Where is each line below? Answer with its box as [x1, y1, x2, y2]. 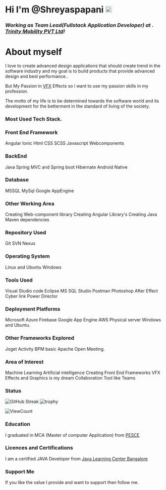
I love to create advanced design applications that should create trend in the [5, 63, 161, 69]
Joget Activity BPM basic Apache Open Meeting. [5, 346, 105, 352]
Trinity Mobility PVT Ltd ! [5, 28, 65, 35]
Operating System [5, 253, 50, 260]
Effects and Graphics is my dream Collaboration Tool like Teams [5, 375, 136, 381]
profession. [5, 89, 28, 95]
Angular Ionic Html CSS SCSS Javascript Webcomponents [5, 140, 124, 146]
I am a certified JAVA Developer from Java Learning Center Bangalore [5, 456, 148, 462]
